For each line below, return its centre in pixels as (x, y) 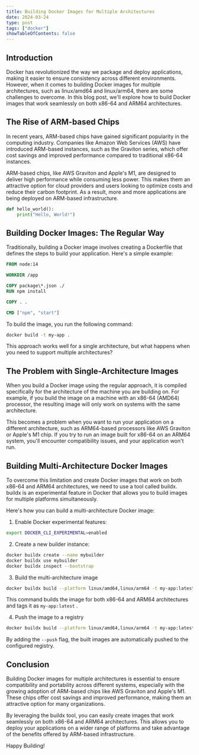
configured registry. (30, 646)
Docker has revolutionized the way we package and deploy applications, (94, 72)
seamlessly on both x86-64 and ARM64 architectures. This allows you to (95, 722)
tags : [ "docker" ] (28, 28)
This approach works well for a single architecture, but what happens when (98, 346)
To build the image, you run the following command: (70, 324)
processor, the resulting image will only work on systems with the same (93, 404)
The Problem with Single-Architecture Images (92, 371)
